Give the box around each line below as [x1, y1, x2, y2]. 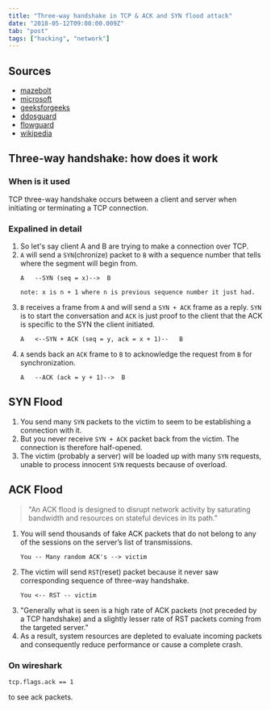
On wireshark [8, 659, 63, 670]
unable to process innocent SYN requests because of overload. [19, 459, 227, 469]
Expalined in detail [8, 223, 82, 234]
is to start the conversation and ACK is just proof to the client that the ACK [19, 311, 263, 321]
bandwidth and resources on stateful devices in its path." [27, 513, 218, 523]
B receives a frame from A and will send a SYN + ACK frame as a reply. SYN [19, 303, 262, 312]
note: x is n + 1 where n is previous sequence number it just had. [19, 288, 256, 297]
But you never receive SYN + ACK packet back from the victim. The [19, 433, 240, 444]
